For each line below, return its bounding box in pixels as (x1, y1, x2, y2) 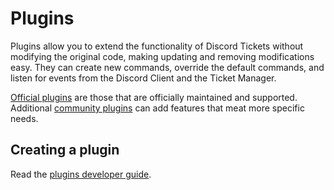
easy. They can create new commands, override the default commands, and (10, 61, 325, 73)
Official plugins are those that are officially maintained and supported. (10, 91, 298, 103)
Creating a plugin (10, 142, 120, 159)
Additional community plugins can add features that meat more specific (10, 102, 305, 114)
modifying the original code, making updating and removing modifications (10, 50, 315, 62)
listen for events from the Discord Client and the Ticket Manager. (10, 72, 277, 84)
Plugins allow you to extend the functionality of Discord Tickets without (10, 40, 304, 52)
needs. (10, 112, 39, 124)
